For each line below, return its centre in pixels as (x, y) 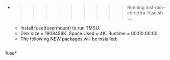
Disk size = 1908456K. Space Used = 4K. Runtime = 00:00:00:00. (90, 33)
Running (136, 7)
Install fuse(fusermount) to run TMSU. (60, 28)
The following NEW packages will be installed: (69, 39)
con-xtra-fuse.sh (145, 13)
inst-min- (155, 7)
